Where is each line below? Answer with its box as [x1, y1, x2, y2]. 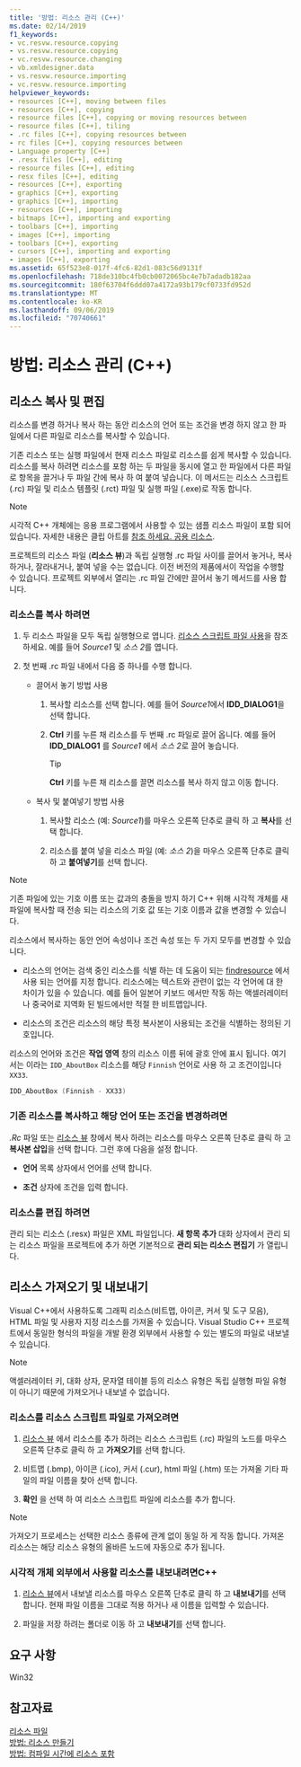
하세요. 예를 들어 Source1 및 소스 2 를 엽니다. [22, 641, 179, 652]
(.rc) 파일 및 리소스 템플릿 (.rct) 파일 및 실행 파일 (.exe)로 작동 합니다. [9, 483, 252, 494]
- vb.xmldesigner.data [9, 64, 94, 73]
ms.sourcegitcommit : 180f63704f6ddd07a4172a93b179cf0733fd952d [9, 280, 252, 289]
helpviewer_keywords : [9, 88, 91, 97]
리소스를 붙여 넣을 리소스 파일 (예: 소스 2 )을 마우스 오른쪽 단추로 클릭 [49, 845, 290, 856]
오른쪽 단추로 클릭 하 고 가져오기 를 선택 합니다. [22, 1445, 186, 1455]
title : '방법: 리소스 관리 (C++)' [9, 13, 126, 22]
